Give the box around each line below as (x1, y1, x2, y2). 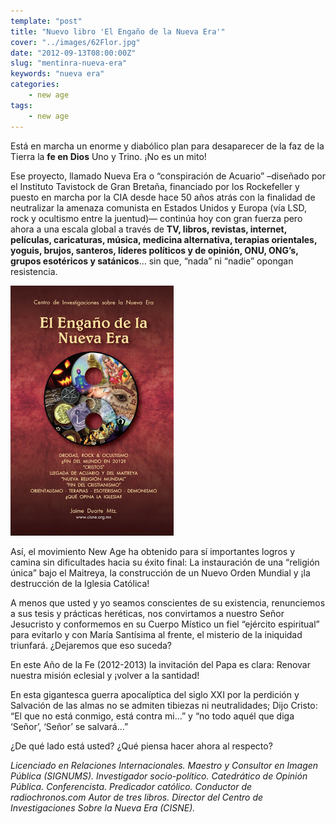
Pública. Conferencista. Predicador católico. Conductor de (10, 780, 253, 792)
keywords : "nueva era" (10, 69, 105, 79)
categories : (10, 80, 60, 90)
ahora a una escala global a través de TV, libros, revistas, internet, (10, 223, 287, 235)
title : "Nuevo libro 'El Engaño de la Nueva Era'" (10, 26, 226, 37)
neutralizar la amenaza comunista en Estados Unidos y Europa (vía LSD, (10, 201, 307, 214)
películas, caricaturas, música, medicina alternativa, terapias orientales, (10, 233, 318, 245)
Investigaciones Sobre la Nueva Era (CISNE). (10, 801, 196, 814)
